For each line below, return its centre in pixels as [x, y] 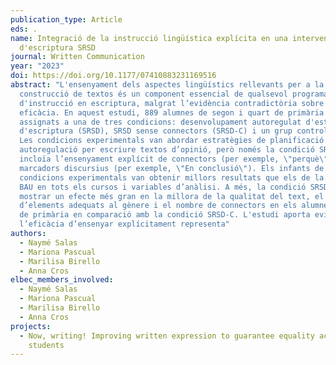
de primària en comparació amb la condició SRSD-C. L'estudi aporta [165, 215]
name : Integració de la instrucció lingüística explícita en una [149, 38]
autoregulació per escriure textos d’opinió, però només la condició [167, 150]
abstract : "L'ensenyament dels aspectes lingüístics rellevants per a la [167, 85]
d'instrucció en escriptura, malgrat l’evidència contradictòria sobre [172, 103]
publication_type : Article [66, 19]
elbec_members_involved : [62, 280]
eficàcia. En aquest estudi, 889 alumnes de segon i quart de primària [172, 112]
